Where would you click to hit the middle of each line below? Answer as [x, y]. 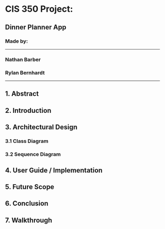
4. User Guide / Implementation [54, 170]
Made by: [17, 41]
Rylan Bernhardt [25, 73]
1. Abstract [22, 94]
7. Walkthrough [29, 220]
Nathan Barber [23, 59]
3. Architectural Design [41, 127]
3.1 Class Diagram [27, 141]
